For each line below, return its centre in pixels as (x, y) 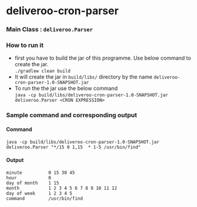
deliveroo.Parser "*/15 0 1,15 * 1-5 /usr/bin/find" (74, 147)
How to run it (25, 46)
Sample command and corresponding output (72, 115)
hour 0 (29, 178)
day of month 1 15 (33, 183)
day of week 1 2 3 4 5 (39, 193)
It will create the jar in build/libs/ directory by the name (83, 77)
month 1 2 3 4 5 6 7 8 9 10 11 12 (62, 188)
